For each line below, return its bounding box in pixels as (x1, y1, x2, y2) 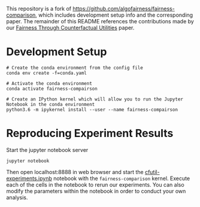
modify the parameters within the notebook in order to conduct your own (6, 187, 186, 194)
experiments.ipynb (6, 175, 52, 182)
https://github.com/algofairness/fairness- (72, 5, 175, 12)
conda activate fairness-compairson (6, 86, 98, 92)
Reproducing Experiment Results (6, 127, 174, 140)
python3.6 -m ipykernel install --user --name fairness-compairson (6, 106, 178, 112)
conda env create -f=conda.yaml (6, 70, 87, 76)
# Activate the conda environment (6, 80, 93, 86)
